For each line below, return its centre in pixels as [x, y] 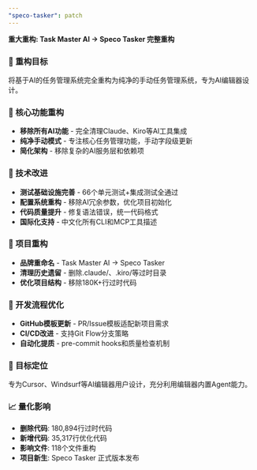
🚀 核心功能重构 [36, 112]
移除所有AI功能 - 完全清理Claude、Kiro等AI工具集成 [103, 131]
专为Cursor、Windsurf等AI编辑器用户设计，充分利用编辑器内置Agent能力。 [130, 385]
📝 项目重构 [28, 244]
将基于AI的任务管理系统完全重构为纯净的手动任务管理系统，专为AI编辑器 [125, 80]
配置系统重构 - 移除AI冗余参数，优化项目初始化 [95, 201]
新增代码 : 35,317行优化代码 [63, 438]
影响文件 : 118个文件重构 [58, 448]
